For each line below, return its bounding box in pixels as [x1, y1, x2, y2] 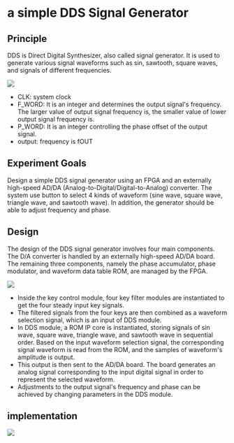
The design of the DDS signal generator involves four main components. [7, 245, 215, 253]
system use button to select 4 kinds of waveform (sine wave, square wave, [7, 191, 223, 199]
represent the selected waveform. [17, 375, 115, 384]
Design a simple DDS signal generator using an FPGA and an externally [7, 176, 212, 184]
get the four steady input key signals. [17, 300, 124, 309]
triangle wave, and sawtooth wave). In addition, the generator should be [7, 198, 214, 207]
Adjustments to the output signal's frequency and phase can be [17, 382, 200, 391]
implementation [7, 410, 78, 422]
